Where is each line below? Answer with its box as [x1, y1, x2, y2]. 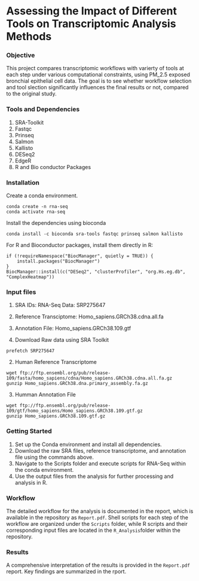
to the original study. [6, 90, 57, 97]
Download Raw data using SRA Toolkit [14, 336, 109, 344]
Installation [6, 178, 40, 186]
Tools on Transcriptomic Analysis [6, 17, 176, 31]
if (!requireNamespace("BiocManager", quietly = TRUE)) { [6, 253, 154, 259]
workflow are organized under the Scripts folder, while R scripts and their [6, 520, 188, 527]
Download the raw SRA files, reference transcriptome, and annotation [14, 447, 186, 454]
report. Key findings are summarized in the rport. [6, 568, 127, 575]
